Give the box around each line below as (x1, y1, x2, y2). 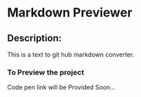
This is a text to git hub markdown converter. (7, 50, 135, 58)
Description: (7, 32, 62, 44)
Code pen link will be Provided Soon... (7, 83, 115, 91)
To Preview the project (7, 67, 84, 77)
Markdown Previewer (7, 5, 133, 21)
